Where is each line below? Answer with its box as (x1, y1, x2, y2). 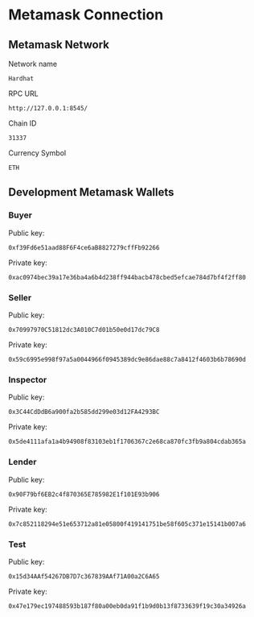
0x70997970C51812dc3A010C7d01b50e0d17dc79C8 (8, 325, 160, 333)
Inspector (8, 374, 47, 385)
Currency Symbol (8, 148, 67, 158)
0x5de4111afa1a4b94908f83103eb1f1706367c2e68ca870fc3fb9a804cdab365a (8, 437, 247, 446)
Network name (8, 59, 58, 68)
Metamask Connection (8, 6, 164, 24)
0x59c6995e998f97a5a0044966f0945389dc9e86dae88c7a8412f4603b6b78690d (8, 355, 247, 363)
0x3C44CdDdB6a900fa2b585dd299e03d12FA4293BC (8, 408, 160, 416)
